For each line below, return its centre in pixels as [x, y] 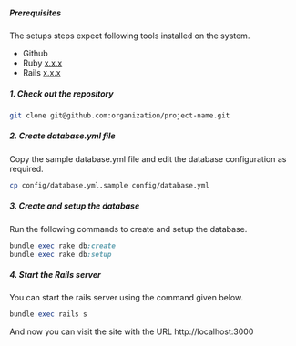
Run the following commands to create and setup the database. [128, 229]
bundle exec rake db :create [63, 246]
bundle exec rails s [49, 314]
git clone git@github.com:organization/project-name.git [120, 115]
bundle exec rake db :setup [61, 254]
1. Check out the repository [61, 93]
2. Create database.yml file [62, 136]
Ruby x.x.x [42, 63]
